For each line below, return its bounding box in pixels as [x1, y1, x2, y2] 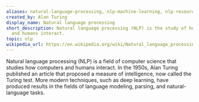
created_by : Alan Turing [6, 14, 68, 20]
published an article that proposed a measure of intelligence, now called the [6, 70, 192, 77]
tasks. [30, 89, 45, 96]
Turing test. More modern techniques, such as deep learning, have [6, 76, 169, 83]
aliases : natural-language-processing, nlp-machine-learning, [6, 8, 163, 15]
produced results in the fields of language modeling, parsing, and [6, 83, 166, 90]
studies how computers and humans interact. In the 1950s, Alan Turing [6, 64, 178, 71]
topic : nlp [6, 36, 33, 42]
